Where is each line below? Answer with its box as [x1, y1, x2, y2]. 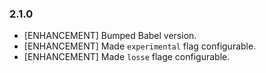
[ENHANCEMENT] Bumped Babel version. [23, 30, 197, 42]
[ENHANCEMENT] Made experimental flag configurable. [23, 40, 257, 52]
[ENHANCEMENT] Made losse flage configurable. [23, 51, 231, 63]
